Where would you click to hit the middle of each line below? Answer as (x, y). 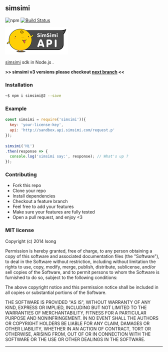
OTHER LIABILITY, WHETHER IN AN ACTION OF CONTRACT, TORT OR (78, 328)
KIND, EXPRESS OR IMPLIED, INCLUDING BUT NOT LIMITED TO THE (76, 307)
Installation (19, 84)
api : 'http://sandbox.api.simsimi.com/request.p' (62, 130)
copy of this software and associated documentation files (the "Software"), (82, 256)
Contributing (21, 174)
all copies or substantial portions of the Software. (56, 292)
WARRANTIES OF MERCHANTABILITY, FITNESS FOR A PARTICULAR (76, 312)
